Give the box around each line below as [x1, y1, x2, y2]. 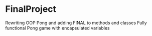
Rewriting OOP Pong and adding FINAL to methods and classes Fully [5, 20, 147, 26]
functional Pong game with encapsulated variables [5, 25, 110, 31]
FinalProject [5, 3, 57, 15]
